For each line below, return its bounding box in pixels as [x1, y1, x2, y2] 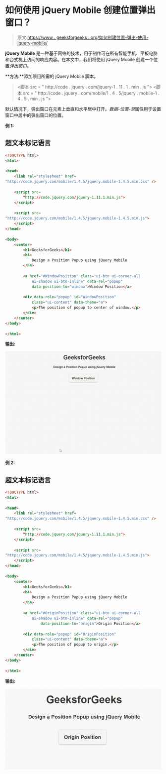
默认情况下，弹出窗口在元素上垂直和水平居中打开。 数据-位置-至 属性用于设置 [5, 106, 161, 112]
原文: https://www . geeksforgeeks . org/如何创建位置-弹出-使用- [17, 34, 149, 40]
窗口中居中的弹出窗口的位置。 [5, 112, 66, 118]
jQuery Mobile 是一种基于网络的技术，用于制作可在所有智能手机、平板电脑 [5, 50, 158, 56]
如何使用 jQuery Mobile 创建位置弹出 [5, 4, 156, 16]
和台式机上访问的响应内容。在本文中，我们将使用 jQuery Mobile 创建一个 [5, 56, 154, 62]
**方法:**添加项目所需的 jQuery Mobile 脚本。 [5, 73, 99, 79]
